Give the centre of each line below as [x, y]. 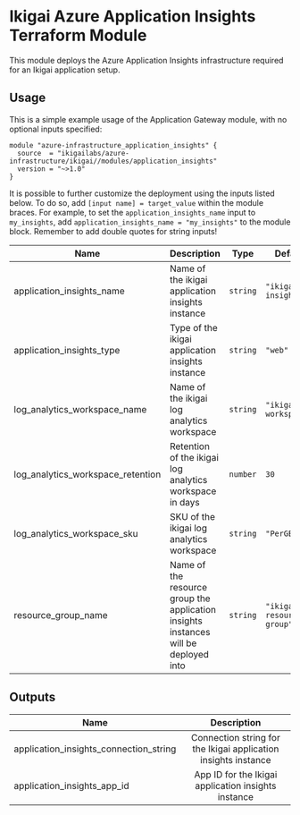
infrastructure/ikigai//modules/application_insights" [113, 161]
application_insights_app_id [71, 785]
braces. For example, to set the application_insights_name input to [133, 212]
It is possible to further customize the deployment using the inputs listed [142, 193]
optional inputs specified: [56, 129]
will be [183, 643]
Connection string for [236, 737]
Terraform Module [78, 35]
